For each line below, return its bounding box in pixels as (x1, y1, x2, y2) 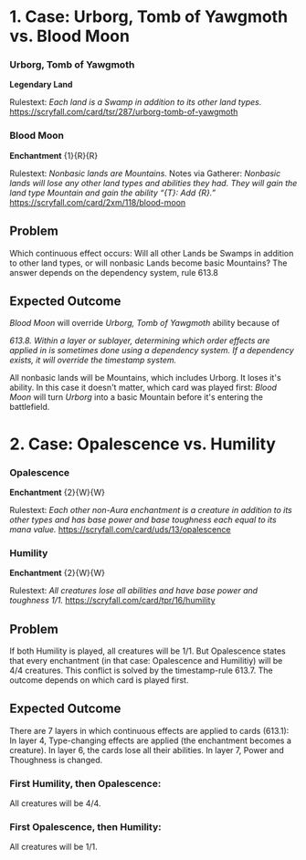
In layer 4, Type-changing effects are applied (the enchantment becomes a (9, 735, 292, 746)
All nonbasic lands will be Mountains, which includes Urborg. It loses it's (9, 372, 281, 383)
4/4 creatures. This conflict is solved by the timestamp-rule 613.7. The (9, 665, 273, 676)
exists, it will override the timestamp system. (9, 354, 176, 366)
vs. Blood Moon (9, 26, 131, 47)
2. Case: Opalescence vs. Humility (9, 434, 277, 454)
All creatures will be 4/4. (9, 798, 101, 809)
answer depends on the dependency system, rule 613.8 (9, 267, 219, 278)
